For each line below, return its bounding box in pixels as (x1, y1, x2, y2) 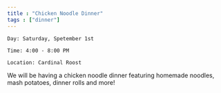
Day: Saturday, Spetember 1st (7, 35, 95, 42)
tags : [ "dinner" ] (7, 16, 60, 23)
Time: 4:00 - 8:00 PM (7, 47, 70, 54)
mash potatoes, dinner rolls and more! (7, 78, 115, 86)
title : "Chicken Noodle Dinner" (7, 10, 104, 17)
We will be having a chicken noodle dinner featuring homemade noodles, (7, 71, 215, 79)
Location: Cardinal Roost (7, 59, 81, 66)
